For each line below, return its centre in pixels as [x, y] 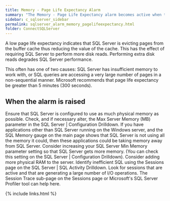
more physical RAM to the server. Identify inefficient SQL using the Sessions [85, 162]
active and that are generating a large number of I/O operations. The [76, 173]
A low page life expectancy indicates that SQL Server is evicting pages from [84, 43]
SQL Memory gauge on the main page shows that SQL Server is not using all [85, 135]
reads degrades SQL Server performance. [49, 59]
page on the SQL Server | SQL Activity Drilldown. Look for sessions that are [84, 167]
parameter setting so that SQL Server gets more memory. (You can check [82, 151]
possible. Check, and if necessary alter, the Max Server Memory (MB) [78, 119]
